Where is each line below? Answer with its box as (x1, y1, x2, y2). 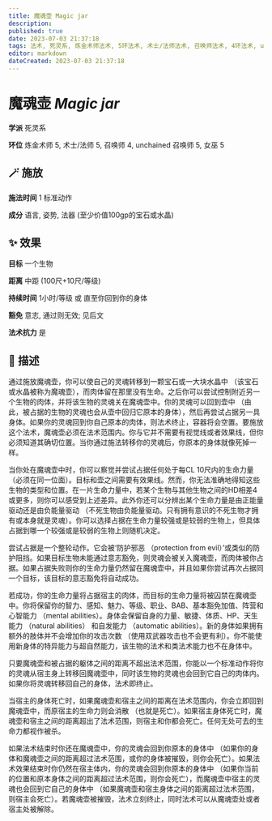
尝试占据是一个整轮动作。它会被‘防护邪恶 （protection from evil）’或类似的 (8, 543, 253, 553)
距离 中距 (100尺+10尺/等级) (8, 276, 101, 286)
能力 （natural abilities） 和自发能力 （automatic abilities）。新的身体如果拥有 (8, 621, 264, 631)
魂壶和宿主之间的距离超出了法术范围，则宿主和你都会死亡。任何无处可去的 (8, 716, 257, 726)
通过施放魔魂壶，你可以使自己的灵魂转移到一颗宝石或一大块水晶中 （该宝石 (8, 377, 259, 387)
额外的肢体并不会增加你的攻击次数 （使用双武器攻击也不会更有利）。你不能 (8, 631, 255, 641)
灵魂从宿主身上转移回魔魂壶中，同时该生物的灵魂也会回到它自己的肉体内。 (15, 669, 264, 678)
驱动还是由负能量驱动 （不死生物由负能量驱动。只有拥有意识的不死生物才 (8, 506, 252, 515)
